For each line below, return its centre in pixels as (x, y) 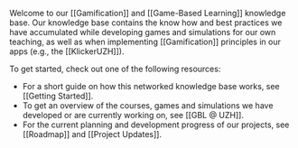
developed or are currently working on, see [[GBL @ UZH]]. (133, 115)
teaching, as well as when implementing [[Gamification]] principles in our (145, 42)
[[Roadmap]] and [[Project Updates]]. (92, 134)
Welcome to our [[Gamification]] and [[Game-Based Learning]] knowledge (148, 13)
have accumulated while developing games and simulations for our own (143, 32)
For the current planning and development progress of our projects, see (156, 125)
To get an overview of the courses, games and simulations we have (148, 106)
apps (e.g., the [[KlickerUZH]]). (67, 51)
